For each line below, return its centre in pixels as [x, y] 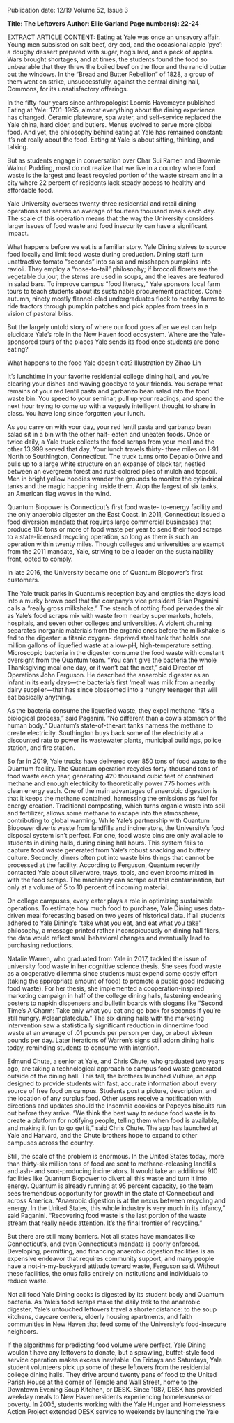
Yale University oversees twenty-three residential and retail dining [102, 204]
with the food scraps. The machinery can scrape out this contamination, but [116, 880]
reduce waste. [28, 1281]
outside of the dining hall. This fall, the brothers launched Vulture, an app [112, 1076]
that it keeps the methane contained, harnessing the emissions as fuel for [112, 798]
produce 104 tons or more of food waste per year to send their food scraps [115, 529]
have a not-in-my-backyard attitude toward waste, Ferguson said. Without [114, 1266]
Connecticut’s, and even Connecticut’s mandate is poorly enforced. [104, 1244]
